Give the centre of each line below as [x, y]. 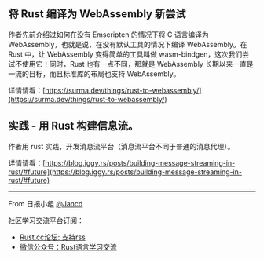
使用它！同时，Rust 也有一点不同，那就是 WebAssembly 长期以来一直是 [137, 64]
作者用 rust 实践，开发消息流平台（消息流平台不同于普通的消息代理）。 [121, 146]
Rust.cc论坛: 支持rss [53, 237]
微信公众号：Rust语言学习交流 [68, 246]
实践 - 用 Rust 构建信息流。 [73, 126]
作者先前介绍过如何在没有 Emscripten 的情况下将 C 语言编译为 [109, 35]
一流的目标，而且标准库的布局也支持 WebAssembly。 [94, 74]
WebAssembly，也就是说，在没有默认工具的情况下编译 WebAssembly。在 [128, 44]
